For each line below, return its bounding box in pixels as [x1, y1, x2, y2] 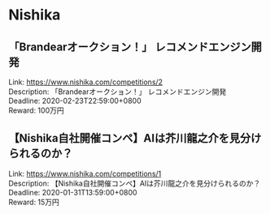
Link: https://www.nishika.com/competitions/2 [8, 77, 163, 87]
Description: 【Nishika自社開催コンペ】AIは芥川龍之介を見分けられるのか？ [8, 178, 261, 188]
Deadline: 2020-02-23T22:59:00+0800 [8, 96, 142, 105]
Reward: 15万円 [8, 197, 59, 207]
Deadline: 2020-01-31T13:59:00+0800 [8, 187, 137, 197]
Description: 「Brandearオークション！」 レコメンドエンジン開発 [8, 87, 227, 96]
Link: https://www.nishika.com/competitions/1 [8, 169, 162, 178]
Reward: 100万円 [8, 105, 64, 115]
